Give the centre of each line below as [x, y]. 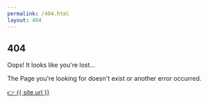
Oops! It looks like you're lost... [51, 65]
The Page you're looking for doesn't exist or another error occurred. [104, 79]
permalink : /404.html [38, 14]
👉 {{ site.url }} [28, 93]
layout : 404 [24, 20]
